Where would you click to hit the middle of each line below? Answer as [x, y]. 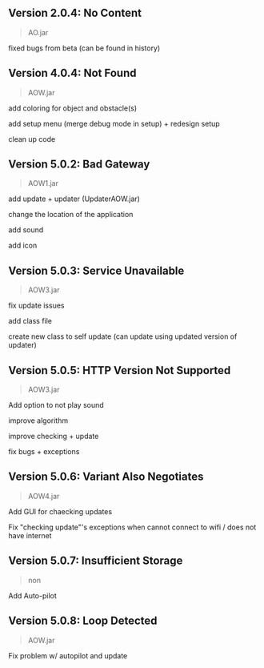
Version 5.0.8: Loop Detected [83, 621]
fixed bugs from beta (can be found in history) [84, 48]
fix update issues [36, 306]
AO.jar [38, 32]
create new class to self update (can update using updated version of [123, 336]
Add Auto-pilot [33, 595]
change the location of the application [71, 215]
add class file [30, 321]
